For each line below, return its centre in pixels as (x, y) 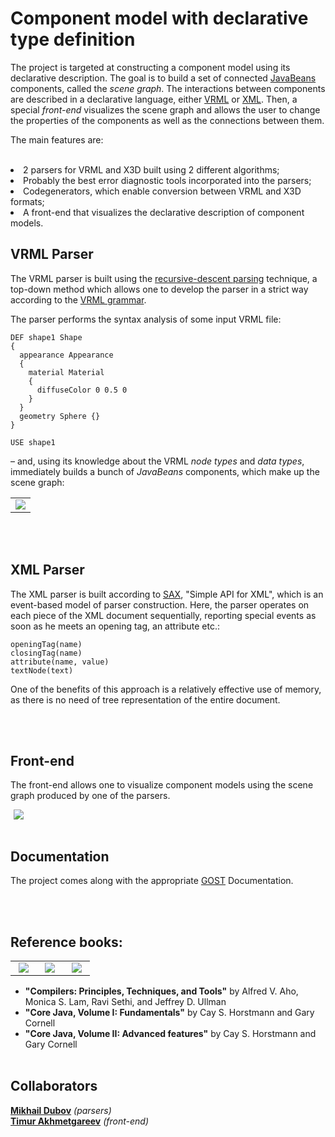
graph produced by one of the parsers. (90, 796)
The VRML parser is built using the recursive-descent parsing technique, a (164, 278)
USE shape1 (33, 442)
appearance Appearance (66, 355)
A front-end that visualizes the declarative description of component (164, 212)
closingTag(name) (46, 653)
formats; (27, 201)
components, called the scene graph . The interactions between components (168, 88)
